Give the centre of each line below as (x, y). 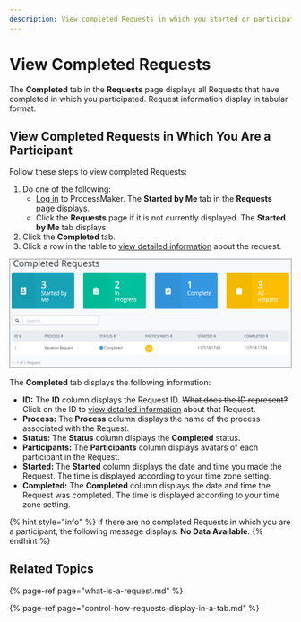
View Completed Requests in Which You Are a (140, 136)
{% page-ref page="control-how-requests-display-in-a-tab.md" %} (134, 608)
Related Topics (52, 569)
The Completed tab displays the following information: (110, 382)
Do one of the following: (67, 189)
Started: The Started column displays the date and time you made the (152, 466)
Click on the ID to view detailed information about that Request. (139, 409)
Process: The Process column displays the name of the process (141, 419)
